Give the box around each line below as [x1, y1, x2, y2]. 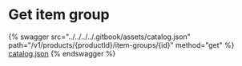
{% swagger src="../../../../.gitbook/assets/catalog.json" [8, 32, 191, 41]
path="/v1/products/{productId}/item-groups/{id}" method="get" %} [8, 40, 235, 49]
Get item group [8, 6, 110, 24]
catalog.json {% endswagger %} [8, 49, 116, 58]
